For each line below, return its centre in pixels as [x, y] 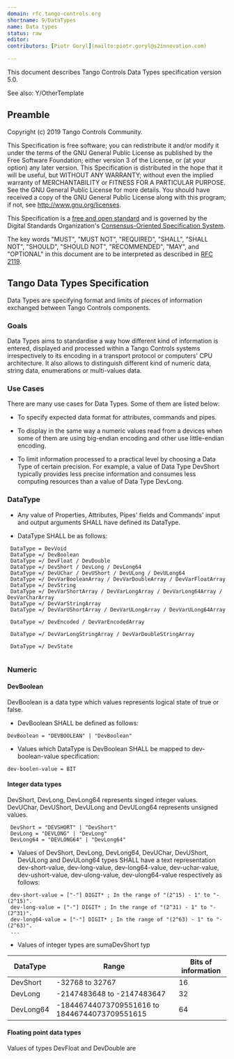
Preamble [29, 115]
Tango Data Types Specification [78, 283]
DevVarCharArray [31, 598]
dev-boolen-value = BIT [42, 769]
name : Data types [32, 27]
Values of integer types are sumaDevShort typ [84, 945]
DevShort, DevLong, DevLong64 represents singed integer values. [103, 799]
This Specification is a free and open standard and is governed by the [107, 218]
